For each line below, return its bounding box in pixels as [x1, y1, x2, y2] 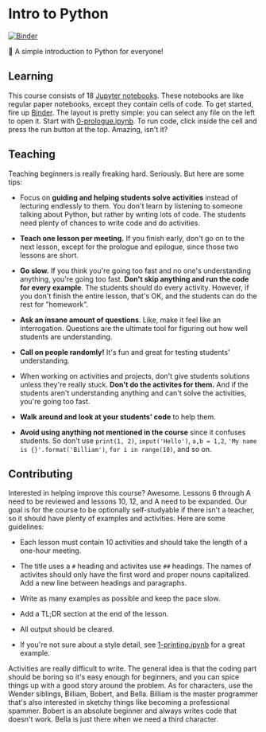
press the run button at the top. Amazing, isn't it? [8, 124, 168, 134]
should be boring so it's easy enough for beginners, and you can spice [8, 672, 240, 682]
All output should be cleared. [19, 625, 115, 634]
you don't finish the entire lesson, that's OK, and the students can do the [19, 291, 257, 301]
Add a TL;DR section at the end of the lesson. [19, 609, 169, 619]
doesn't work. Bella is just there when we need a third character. [8, 714, 219, 724]
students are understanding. [19, 332, 113, 341]
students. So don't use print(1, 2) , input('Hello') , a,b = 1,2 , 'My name [19, 435, 257, 446]
